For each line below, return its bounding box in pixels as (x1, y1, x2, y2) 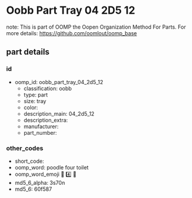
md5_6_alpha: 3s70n (14, 179, 65, 186)
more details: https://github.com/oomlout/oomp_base (6, 29, 137, 36)
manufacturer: (23, 123, 59, 130)
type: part (23, 91, 48, 98)
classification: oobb (23, 85, 73, 92)
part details (6, 47, 50, 57)
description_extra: (23, 116, 68, 123)
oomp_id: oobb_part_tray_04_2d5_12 (14, 78, 103, 85)
